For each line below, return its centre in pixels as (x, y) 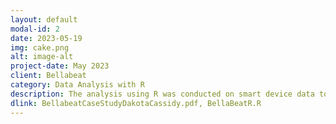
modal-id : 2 (35, 29)
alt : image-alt (42, 57)
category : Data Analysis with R (77, 85)
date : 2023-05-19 (46, 38)
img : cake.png (40, 47)
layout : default (44, 19)
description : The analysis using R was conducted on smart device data (162, 94)
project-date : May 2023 (60, 66)
